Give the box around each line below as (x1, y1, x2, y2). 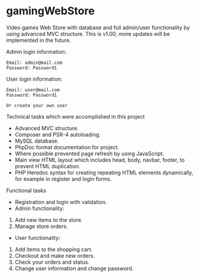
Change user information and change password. (14, 264, 134, 272)
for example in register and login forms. (14, 175, 112, 183)
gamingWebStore (6, 4, 95, 18)
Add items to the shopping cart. (14, 246, 93, 253)
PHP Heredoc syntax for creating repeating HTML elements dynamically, (14, 169, 194, 176)
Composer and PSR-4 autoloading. (14, 131, 101, 138)
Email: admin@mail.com (6, 60, 63, 66)
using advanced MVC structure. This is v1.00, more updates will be (6, 30, 170, 37)
